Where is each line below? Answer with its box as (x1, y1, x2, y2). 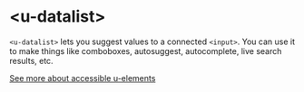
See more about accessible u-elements (9, 72, 156, 83)
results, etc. (9, 55, 54, 66)
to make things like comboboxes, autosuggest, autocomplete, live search (9, 45, 282, 56)
